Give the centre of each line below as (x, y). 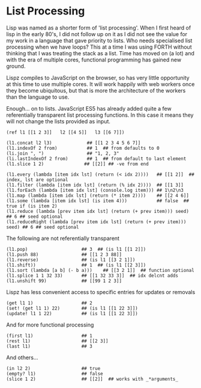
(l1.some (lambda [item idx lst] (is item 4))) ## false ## (97, 201)
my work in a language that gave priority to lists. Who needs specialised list (99, 40)
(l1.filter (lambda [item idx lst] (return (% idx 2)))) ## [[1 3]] (95, 185)
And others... (22, 357)
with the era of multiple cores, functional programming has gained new (94, 60)
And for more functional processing (50, 325)
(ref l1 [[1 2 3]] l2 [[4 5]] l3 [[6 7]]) (65, 132)
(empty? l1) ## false (55, 374)
